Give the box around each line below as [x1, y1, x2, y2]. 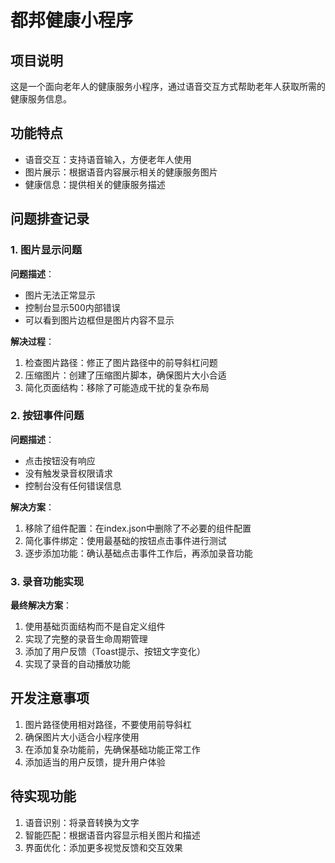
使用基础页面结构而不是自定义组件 [24, 621, 166, 633]
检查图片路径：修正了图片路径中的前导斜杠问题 [24, 356, 218, 368]
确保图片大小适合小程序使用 [24, 731, 140, 743]
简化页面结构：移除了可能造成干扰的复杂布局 [24, 381, 210, 393]
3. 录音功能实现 [10, 574, 85, 588]
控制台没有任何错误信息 [24, 479, 122, 491]
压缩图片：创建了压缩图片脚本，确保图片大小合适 [24, 369, 227, 381]
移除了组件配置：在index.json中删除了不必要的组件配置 [24, 522, 252, 534]
